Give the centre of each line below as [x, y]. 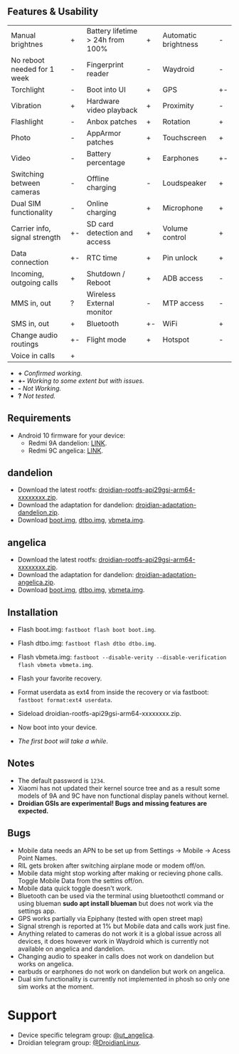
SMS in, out [30, 323]
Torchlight [28, 90]
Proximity [178, 105]
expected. [33, 811]
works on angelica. [46, 964]
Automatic [180, 35]
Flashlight [27, 122]
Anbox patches [112, 122]
